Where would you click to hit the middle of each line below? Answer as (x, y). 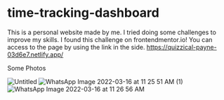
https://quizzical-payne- (182, 47)
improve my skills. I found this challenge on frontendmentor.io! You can (110, 39)
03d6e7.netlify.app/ (35, 55)
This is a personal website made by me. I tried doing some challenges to (112, 32)
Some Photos (27, 68)
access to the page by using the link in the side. (76, 47)
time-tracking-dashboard (83, 13)
